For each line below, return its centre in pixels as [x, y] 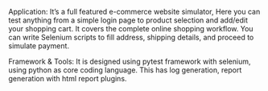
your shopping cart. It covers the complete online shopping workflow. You [131, 29]
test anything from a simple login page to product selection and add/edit [128, 20]
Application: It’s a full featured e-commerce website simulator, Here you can [134, 12]
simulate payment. [39, 46]
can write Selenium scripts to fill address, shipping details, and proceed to [131, 37]
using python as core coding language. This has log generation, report [125, 70]
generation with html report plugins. [68, 79]
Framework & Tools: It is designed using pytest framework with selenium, [130, 61]
